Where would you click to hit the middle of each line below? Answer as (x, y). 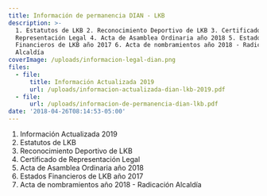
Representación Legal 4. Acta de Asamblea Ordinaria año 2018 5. (126, 38)
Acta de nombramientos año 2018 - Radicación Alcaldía (110, 184)
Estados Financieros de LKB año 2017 (81, 176)
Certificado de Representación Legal (80, 159)
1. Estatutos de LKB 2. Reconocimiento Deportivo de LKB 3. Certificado (138, 30)
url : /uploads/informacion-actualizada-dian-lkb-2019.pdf (127, 89)
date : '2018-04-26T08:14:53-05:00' (67, 112)
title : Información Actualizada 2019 (92, 82)
